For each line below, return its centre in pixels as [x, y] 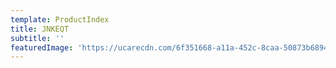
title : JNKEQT [40, 29]
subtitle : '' [37, 38]
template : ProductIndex [60, 19]
